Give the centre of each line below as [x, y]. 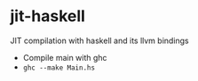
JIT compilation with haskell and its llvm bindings [99, 40]
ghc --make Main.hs [59, 68]
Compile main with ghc [65, 57]
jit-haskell [48, 16]
